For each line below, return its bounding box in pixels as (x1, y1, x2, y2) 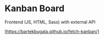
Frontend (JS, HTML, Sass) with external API (4, 19, 96, 25)
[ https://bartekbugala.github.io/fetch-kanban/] (4, 28, 100, 34)
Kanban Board (4, 3, 65, 14)
